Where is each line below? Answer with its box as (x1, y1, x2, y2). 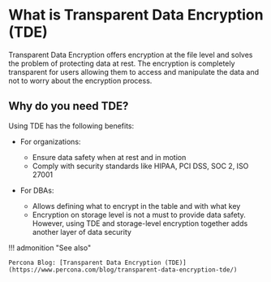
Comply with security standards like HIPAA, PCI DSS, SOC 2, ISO (32, 161, 249, 171)
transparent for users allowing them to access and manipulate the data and (8, 67, 260, 76)
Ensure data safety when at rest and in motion (32, 152, 187, 162)
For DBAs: (19, 185, 54, 195)
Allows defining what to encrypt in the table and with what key (32, 201, 241, 210)
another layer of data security (32, 227, 132, 236)
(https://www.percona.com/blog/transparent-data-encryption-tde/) (8, 266, 238, 274)
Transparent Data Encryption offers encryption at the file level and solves (8, 50, 253, 59)
